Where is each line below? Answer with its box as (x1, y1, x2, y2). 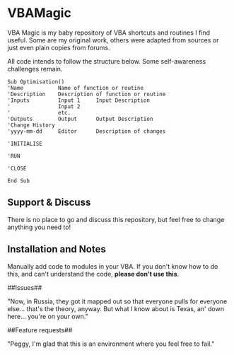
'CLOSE (7, 165, 27, 172)
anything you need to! (7, 223, 71, 231)
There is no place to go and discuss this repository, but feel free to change (7, 215, 225, 223)
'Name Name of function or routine (7, 84, 144, 91)
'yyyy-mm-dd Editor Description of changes (7, 127, 166, 135)
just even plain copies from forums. (7, 43, 110, 52)
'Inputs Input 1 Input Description (7, 97, 151, 104)
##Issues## (7, 283, 42, 291)
